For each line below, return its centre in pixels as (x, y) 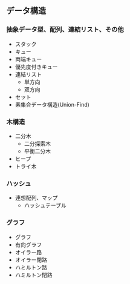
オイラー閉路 (31, 260)
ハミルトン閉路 (34, 275)
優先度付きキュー (36, 67)
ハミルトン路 (31, 267)
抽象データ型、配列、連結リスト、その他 (65, 30)
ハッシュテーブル (45, 205)
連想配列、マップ (36, 198)
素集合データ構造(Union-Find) (52, 104)
